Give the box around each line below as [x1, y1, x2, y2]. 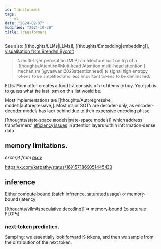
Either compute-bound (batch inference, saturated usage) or [5, 191, 126, 197]
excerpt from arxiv [5, 154, 42, 160]
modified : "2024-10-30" [5, 25, 54, 30]
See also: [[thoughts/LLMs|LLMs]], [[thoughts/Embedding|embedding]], [5, 43, 150, 49]
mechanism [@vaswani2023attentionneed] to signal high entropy [17, 68, 148, 74]
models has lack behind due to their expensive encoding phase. [23, 108, 151, 114]
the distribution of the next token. [5, 239, 72, 245]
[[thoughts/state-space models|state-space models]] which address [5, 117, 143, 123]
